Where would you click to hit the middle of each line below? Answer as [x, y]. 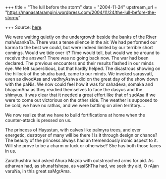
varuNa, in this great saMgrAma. [38, 171]
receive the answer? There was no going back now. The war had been [77, 58]
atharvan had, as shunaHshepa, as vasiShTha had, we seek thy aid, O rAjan [82, 166]
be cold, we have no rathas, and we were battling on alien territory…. [75, 105]
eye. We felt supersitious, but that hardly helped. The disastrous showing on [83, 68]
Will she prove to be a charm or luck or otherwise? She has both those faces [83, 146]
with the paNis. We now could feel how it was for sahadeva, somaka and [79, 84]
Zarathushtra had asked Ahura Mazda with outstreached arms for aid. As [79, 160]
